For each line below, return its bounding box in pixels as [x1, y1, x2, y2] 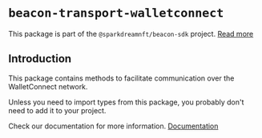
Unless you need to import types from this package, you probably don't [8, 97, 244, 107]
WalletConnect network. [8, 81, 88, 91]
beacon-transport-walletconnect [8, 6, 224, 21]
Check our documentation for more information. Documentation [8, 121, 219, 131]
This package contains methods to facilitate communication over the [8, 73, 235, 83]
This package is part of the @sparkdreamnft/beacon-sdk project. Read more [8, 29, 254, 38]
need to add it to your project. [8, 105, 107, 115]
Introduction [8, 52, 72, 65]
